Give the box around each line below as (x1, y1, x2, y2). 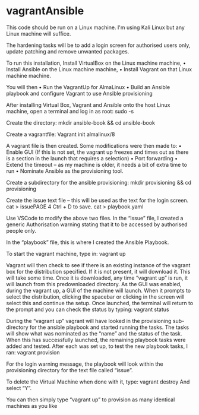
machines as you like (6, 402, 58, 409)
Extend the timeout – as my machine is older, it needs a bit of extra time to (6, 161, 187, 168)
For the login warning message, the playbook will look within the (6, 360, 163, 368)
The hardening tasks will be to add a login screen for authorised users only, (6, 42, 191, 49)
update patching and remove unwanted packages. (6, 47, 129, 55)
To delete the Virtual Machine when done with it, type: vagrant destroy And (6, 378, 190, 385)
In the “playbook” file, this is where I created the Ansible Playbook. (6, 239, 169, 246)
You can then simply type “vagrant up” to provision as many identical (6, 396, 175, 403)
